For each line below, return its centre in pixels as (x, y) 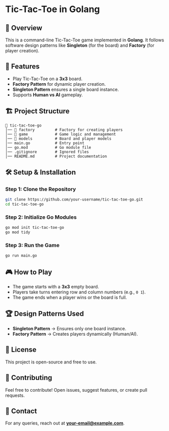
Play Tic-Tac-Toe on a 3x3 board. (47, 79)
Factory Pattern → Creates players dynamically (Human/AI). (75, 334)
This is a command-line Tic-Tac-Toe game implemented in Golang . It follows (85, 40)
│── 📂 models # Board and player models (59, 139)
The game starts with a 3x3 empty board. (56, 287)
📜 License (21, 350)
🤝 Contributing (29, 378)
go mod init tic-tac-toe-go (35, 228)
